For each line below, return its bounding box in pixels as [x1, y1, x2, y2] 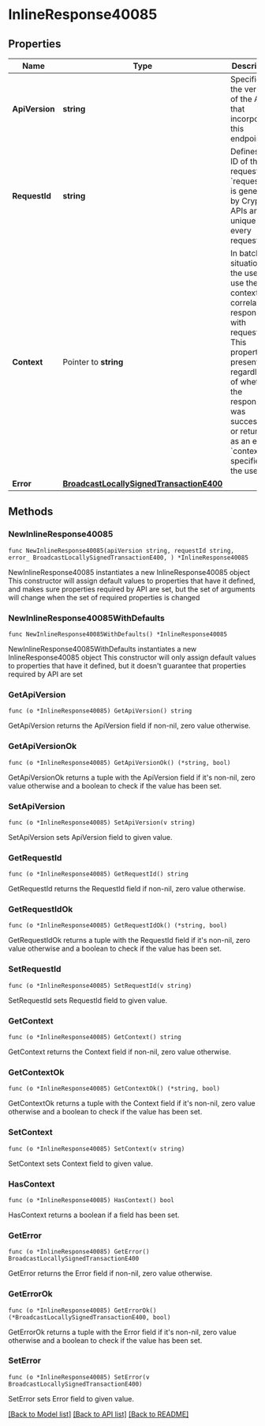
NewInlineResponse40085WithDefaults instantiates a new [8, 644, 197, 653]
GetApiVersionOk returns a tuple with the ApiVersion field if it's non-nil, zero [8, 773, 256, 782]
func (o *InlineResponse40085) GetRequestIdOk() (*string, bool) [8, 921, 227, 930]
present [230, 357, 259, 367]
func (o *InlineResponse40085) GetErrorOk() [8, 1307, 157, 1314]
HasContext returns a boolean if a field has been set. [8, 1210, 180, 1220]
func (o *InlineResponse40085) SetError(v [8, 1373, 150, 1381]
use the [230, 278, 259, 288]
